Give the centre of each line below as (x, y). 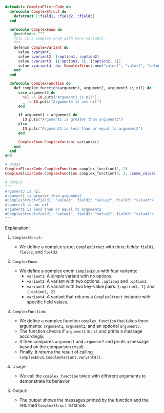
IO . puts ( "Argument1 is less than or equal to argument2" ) (83, 129)
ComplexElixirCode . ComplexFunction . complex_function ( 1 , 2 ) (66, 169)
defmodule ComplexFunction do (40, 84)
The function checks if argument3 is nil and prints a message (81, 331)
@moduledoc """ (29, 34)
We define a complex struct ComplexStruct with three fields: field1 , (87, 247)
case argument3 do (37, 93)
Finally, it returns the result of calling (56, 352)
